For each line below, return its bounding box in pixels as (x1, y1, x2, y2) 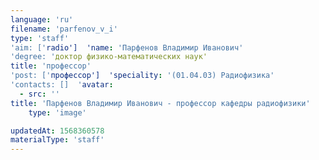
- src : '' (19, 89, 60, 99)
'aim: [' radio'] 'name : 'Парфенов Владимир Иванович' (10, 42, 244, 53)
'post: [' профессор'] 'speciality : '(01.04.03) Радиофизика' (10, 71, 275, 81)
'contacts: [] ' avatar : (10, 80, 114, 90)
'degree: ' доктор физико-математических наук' (10, 52, 208, 62)
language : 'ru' (10, 14, 74, 25)
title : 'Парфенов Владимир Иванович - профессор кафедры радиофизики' (10, 98, 311, 108)
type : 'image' (28, 107, 87, 118)
